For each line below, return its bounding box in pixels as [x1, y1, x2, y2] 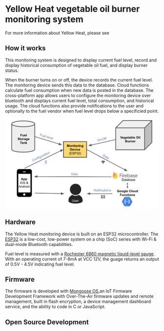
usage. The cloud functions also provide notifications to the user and [5, 103, 144, 108]
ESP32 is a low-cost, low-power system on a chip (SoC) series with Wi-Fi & [5, 236, 157, 242]
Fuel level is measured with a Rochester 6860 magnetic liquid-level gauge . [5, 250, 155, 257]
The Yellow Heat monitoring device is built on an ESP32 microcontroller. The [5, 231, 159, 237]
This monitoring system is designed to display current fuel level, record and [5, 57, 157, 63]
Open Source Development [5, 318, 89, 326]
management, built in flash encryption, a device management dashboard [5, 299, 151, 305]
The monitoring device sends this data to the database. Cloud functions [5, 82, 149, 88]
